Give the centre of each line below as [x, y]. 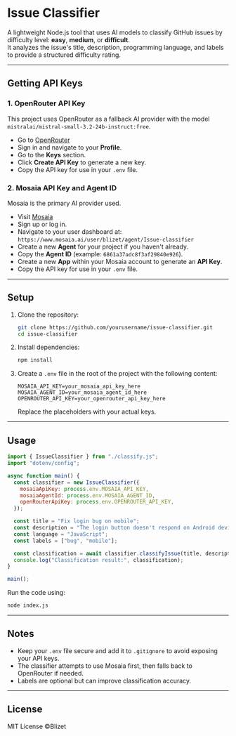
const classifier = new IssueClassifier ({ [77, 482]
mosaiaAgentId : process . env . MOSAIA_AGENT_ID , [88, 495]
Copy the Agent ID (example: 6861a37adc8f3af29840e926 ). [100, 254]
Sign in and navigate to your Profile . [70, 147]
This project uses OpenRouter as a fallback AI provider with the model [109, 119]
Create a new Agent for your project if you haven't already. [103, 247]
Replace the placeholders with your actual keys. [87, 412]
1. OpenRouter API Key [46, 103]
